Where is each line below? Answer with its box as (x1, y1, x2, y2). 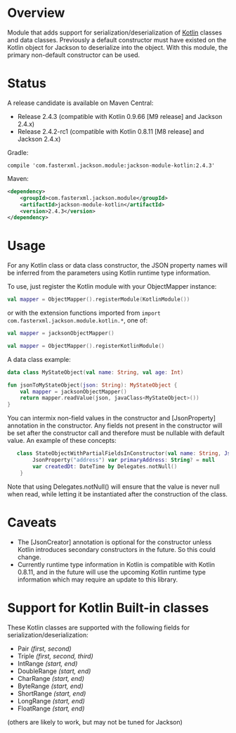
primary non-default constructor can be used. (7, 51, 140, 59)
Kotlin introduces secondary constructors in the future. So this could (17, 545, 216, 553)
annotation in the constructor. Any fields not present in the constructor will (7, 421, 223, 430)
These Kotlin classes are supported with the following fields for (7, 623, 190, 632)
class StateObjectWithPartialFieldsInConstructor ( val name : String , (16, 450, 221, 457)
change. (17, 553, 41, 561)
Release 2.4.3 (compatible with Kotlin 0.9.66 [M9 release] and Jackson (17, 112, 223, 120)
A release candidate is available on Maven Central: (7, 99, 154, 107)
